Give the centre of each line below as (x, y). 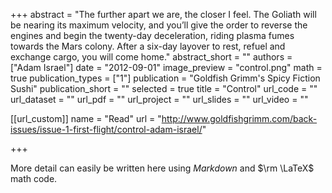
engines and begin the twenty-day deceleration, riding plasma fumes (152, 35)
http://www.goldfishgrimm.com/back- (239, 118)
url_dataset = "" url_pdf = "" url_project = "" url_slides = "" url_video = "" (159, 99)
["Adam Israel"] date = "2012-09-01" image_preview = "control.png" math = (166, 67)
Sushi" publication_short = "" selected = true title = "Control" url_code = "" (164, 88)
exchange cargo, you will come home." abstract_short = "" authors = (151, 57)
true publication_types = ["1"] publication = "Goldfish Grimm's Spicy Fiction (165, 78)
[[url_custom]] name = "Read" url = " (86, 118)
